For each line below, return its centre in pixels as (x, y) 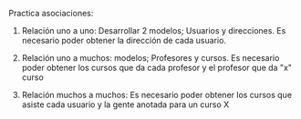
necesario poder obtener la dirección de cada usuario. (124, 40)
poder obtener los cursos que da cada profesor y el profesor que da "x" (157, 68)
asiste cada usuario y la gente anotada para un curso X (125, 104)
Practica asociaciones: (51, 13)
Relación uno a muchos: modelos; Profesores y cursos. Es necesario (150, 58)
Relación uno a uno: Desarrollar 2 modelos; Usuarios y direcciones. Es (154, 30)
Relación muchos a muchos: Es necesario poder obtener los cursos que (157, 95)
